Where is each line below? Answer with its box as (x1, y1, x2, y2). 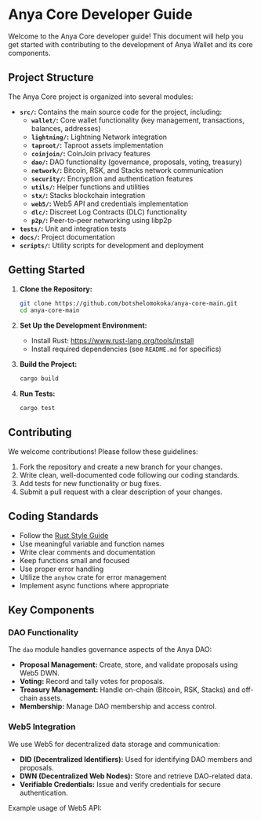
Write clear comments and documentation (19, 547, 156, 557)
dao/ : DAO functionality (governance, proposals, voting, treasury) (31, 157, 243, 167)
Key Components (8, 603, 95, 617)
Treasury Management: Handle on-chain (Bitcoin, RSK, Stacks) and (19, 685, 241, 694)
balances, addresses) (31, 123, 101, 133)
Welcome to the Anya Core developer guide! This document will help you (8, 31, 244, 41)
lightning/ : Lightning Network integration (31, 132, 167, 141)
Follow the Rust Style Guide (19, 530, 109, 540)
